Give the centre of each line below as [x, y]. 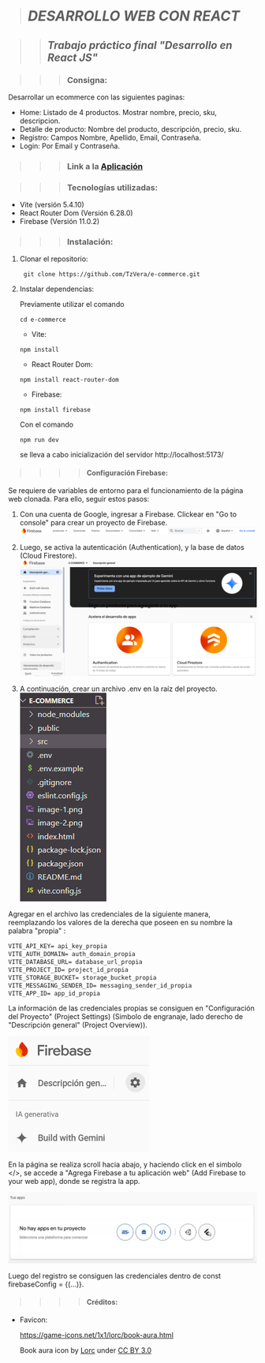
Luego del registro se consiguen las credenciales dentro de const [115, 1275]
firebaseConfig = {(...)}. [46, 1284]
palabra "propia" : [37, 931]
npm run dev [39, 440]
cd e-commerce [43, 320]
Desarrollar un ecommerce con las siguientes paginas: [97, 97]
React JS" [73, 57]
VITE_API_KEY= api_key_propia [58, 946]
